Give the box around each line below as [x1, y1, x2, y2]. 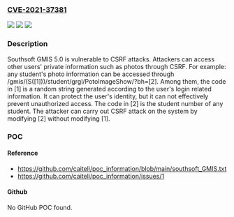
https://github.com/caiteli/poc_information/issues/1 [17, 172, 165, 180]
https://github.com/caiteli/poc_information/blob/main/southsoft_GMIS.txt [17, 164, 227, 172]
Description [7, 39, 48, 49]
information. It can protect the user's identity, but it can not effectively [7, 92, 209, 100]
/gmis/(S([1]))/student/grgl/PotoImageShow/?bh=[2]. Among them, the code [7, 77, 226, 85]
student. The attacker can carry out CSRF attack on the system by [7, 107, 198, 115]
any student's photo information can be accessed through [7, 70, 175, 78]
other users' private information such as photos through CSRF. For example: [7, 62, 226, 70]
